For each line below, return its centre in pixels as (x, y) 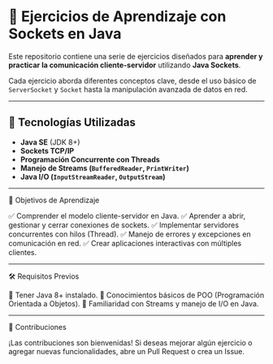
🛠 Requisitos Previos (44, 276)
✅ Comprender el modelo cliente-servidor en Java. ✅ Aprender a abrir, (127, 215)
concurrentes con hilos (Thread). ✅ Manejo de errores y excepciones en (130, 234)
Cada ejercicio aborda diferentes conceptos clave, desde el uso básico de (132, 80)
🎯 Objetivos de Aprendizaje (54, 200)
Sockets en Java (65, 34)
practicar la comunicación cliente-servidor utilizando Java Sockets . (125, 65)
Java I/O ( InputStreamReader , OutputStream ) (93, 176)
